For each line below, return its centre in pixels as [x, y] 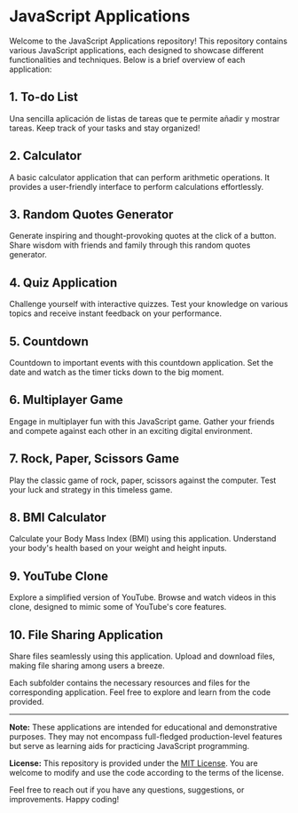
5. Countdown [49, 341]
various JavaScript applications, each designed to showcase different [137, 50]
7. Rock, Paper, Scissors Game [94, 459]
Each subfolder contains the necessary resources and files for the [130, 683]
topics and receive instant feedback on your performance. [115, 313]
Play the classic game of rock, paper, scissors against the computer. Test [143, 480]
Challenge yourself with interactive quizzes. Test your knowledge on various [149, 304]
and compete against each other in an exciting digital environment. [131, 430]
